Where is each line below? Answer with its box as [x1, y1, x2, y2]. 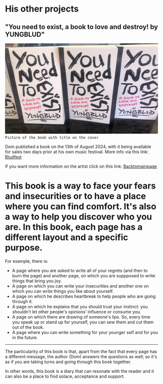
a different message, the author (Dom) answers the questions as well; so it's [5, 354, 158, 360]
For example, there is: [5, 258, 49, 264]
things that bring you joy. [12, 278, 62, 284]
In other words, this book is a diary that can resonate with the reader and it [5, 368, 154, 374]
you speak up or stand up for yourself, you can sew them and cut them [12, 319, 154, 325]
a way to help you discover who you [5, 211, 152, 223]
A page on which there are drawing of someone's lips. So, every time [12, 314, 150, 320]
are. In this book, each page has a [5, 222, 143, 233]
